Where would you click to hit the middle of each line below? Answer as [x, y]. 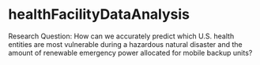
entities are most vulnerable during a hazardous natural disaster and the [125, 44]
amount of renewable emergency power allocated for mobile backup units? [130, 52]
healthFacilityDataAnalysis [99, 14]
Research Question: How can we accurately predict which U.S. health [121, 36]
